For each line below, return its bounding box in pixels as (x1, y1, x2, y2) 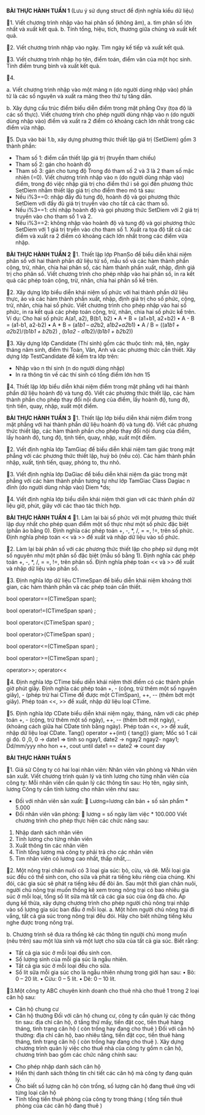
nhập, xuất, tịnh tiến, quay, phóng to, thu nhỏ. (6, 459, 121, 466)
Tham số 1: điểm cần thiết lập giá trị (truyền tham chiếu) (15, 154, 156, 161)
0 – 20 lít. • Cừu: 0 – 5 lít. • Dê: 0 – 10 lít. (15, 975, 116, 982)
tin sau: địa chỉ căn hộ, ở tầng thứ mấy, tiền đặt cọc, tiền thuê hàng (15, 1019, 184, 1026)
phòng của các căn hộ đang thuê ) (15, 1102, 103, 1109)
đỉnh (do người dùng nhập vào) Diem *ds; (6, 484, 111, 491)
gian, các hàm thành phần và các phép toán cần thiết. (6, 584, 142, 590)
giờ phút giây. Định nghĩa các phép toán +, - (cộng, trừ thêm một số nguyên (6, 685, 197, 692)
